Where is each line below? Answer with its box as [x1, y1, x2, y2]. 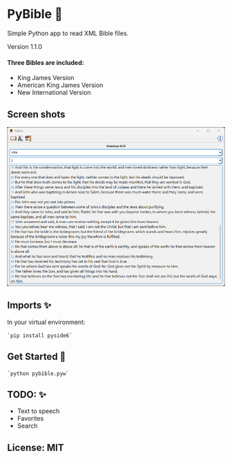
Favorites [17, 414, 44, 423]
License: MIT [7, 441, 64, 453]
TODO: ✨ [7, 389, 47, 400]
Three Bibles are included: [7, 58, 84, 66]
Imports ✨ [7, 300, 52, 312]
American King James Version [17, 81, 104, 89]
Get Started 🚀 [7, 351, 66, 363]
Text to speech [17, 407, 60, 415]
